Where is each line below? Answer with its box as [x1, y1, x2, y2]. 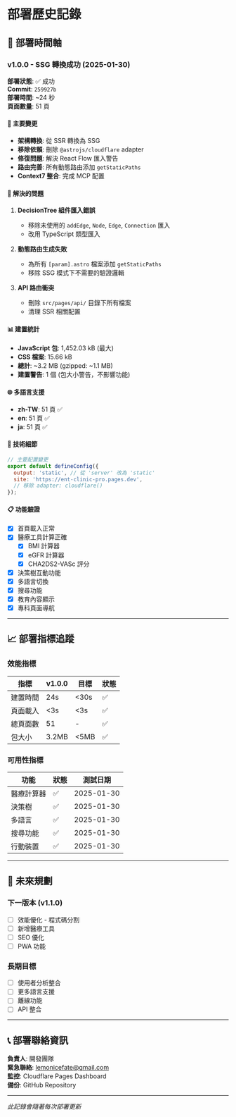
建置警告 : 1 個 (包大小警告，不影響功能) [17, 371, 131, 379]
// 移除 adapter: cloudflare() [13, 482, 103, 490]
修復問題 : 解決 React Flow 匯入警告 [17, 154, 119, 163]
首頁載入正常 [17, 524, 55, 533]
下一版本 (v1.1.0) [7, 898, 63, 908]
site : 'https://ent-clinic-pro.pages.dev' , [13, 476, 143, 483]
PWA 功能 [17, 942, 46, 950]
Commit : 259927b [7, 85, 57, 93]
